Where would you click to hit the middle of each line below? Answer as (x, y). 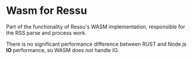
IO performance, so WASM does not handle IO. (63, 50)
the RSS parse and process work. (46, 32)
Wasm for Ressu (47, 11)
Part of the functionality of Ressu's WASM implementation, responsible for (96, 27)
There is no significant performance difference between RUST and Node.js (96, 44)
